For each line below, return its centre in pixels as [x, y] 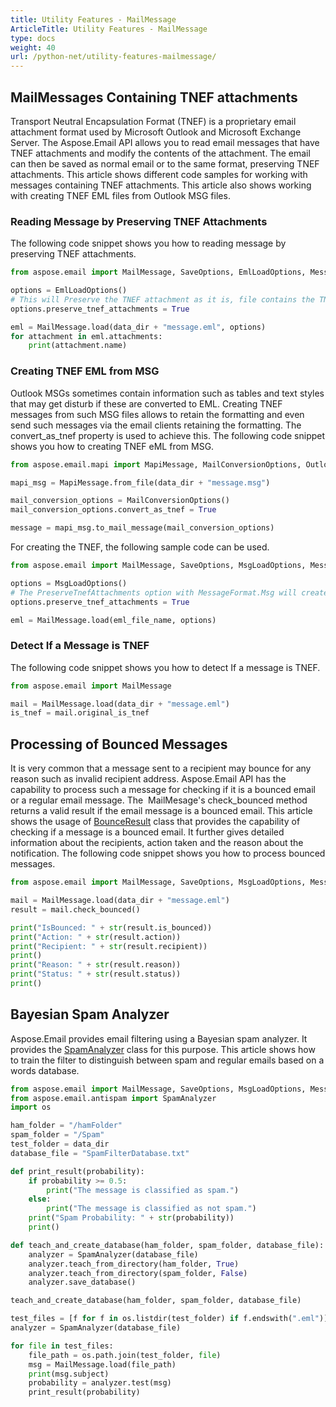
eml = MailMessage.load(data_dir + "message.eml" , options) [138, 327]
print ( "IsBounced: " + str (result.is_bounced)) [111, 927]
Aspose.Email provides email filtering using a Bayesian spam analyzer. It [159, 1038]
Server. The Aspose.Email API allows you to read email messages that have [165, 142]
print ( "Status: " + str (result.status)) [96, 974]
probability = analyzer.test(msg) [100, 1383]
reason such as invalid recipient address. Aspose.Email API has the [148, 779]
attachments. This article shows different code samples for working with [159, 174]
